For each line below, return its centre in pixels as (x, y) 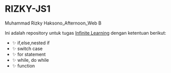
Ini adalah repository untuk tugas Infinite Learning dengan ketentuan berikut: (85, 33)
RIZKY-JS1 (28, 9)
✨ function (24, 66)
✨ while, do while (30, 60)
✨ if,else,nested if (31, 43)
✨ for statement (29, 54)
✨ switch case (27, 48)
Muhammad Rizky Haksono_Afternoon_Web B (53, 23)
